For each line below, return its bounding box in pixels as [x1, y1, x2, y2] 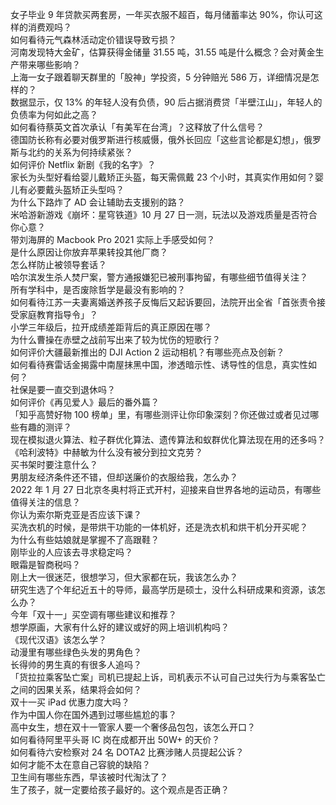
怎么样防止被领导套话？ [10, 259, 107, 270]
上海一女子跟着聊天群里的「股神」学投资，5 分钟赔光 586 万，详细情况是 [10, 71, 311, 83]
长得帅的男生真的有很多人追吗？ [10, 659, 142, 670]
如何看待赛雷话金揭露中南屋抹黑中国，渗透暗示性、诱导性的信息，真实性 [10, 359, 308, 370]
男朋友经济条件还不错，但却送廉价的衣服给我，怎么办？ [10, 471, 238, 483]
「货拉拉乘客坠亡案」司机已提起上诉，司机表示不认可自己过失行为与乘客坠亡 [10, 671, 326, 683]
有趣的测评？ [18, 421, 72, 433]
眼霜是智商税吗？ [10, 559, 81, 570]
